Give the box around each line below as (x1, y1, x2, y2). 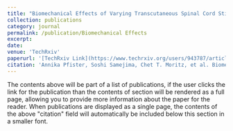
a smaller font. (7, 117, 49, 125)
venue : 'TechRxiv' (7, 49, 60, 56)
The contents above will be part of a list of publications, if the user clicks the (7, 80, 225, 88)
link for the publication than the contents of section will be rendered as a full (7, 88, 225, 96)
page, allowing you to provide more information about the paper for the (7, 94, 210, 103)
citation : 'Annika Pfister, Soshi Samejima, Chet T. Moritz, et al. (7, 61, 209, 68)
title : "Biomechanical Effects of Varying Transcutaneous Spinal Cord (7, 10, 216, 17)
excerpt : (7, 36, 33, 43)
